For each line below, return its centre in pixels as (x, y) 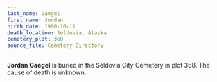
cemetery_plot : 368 (35, 39)
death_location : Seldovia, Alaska (57, 33)
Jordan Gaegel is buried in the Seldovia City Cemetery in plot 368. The (108, 65)
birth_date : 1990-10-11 (42, 26)
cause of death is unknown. (47, 72)
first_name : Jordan (35, 20)
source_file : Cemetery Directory (55, 45)
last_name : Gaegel (34, 13)
